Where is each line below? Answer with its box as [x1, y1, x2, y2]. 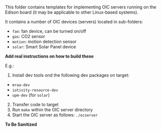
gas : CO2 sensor [12, 34, 45, 39]
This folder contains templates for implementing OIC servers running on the [5, 4, 157, 10]
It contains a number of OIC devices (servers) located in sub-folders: [5, 19, 143, 24]
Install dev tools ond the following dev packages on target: [12, 72, 130, 78]
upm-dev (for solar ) [12, 92, 50, 98]
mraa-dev [12, 83, 30, 87]
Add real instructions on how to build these [5, 53, 94, 59]
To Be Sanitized [5, 122, 37, 127]
